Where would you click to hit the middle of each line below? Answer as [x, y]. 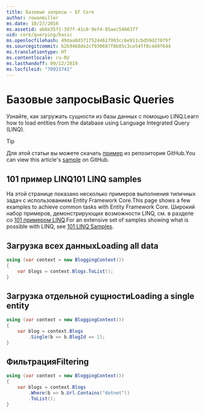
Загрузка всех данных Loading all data [83, 246]
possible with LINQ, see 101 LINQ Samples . [60, 226]
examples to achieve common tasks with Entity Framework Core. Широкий [101, 207]
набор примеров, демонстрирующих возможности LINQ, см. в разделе [100, 214]
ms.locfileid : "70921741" [39, 69]
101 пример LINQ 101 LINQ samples [74, 179]
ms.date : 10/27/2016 [33, 23]
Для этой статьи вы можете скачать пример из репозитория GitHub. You [101, 153]
